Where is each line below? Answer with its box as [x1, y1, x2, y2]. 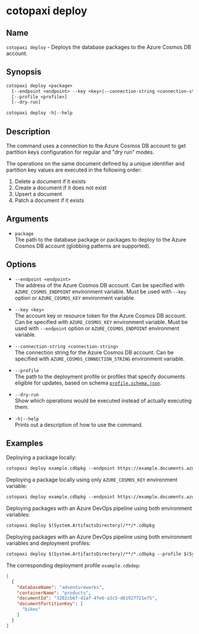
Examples [6, 438, 43, 449]
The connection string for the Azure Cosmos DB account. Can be [14, 348, 174, 356]
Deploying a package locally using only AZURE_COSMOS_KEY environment [6, 476, 178, 483]
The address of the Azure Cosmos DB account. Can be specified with [14, 281, 185, 289]
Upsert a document [14, 191, 62, 197]
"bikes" [21, 607, 41, 613]
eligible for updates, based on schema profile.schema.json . [14, 379, 162, 386]
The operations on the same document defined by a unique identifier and [6, 160, 185, 167]
